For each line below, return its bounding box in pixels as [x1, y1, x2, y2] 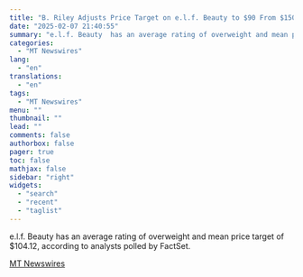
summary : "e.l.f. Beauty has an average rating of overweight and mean [9, 30, 289, 39]
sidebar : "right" [9, 172, 75, 181]
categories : [9, 38, 54, 48]
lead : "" [9, 123, 42, 132]
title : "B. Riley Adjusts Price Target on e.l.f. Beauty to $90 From [9, 13, 277, 23]
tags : [9, 88, 30, 97]
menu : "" [9, 106, 42, 115]
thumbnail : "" [9, 114, 63, 123]
